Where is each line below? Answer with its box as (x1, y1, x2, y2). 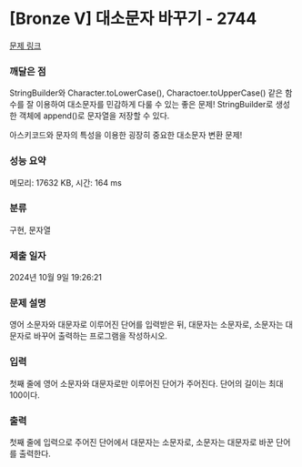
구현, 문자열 (9, 224, 52, 235)
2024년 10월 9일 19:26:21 (9, 272, 103, 283)
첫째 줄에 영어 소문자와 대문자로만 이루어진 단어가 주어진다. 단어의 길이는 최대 (9, 378, 284, 389)
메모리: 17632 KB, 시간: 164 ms (9, 177, 123, 188)
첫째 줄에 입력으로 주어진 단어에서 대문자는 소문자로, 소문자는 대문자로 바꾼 (9, 437, 275, 448)
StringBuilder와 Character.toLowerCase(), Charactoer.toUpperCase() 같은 (9, 87, 284, 98)
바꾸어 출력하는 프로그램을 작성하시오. (33, 330, 168, 341)
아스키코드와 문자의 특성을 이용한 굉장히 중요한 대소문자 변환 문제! (9, 129, 243, 141)
